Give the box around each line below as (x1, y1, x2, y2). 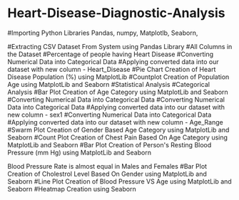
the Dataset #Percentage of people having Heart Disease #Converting (7, 50, 214, 58)
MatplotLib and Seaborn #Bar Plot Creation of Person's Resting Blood (7, 140, 212, 149)
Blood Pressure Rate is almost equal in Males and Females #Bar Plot (7, 162, 208, 170)
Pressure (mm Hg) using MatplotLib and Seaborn (7, 148, 152, 157)
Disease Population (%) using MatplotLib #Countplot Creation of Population (7, 73, 230, 81)
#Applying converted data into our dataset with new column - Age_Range (7, 117, 223, 126)
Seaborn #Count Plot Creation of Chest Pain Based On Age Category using (7, 133, 228, 142)
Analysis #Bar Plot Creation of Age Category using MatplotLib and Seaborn (7, 88, 228, 96)
